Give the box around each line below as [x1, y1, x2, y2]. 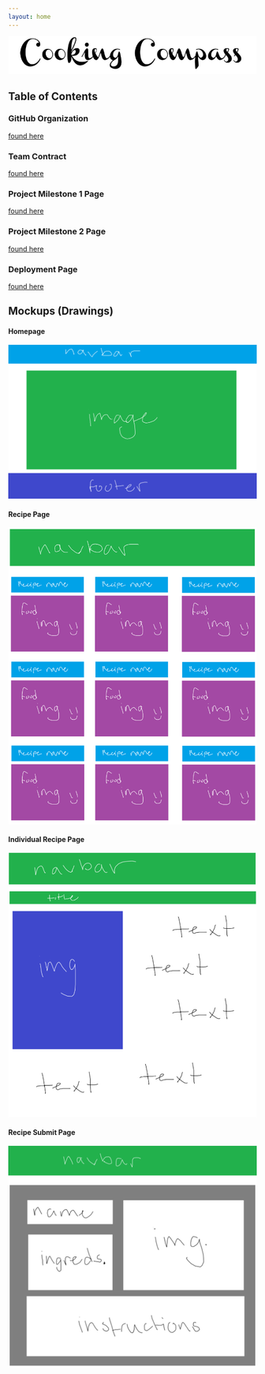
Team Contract [8, 151, 67, 162]
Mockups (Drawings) [8, 305, 114, 318]
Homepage [8, 326, 46, 335]
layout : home [8, 13, 51, 21]
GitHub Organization [8, 113, 89, 124]
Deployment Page [8, 264, 78, 275]
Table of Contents [8, 89, 99, 103]
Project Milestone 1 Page [8, 189, 105, 200]
